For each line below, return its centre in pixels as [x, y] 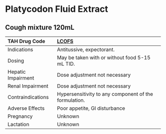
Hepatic [17, 72]
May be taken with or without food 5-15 [104, 58]
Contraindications [28, 97]
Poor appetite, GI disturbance [91, 108]
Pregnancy [20, 116]
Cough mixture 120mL [40, 27]
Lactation [19, 124]
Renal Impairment [28, 86]
